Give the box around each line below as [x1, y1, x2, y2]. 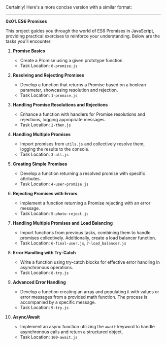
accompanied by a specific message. [20, 299, 96, 305]
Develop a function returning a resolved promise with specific [20, 171, 146, 176]
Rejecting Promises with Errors [12, 191, 78, 196]
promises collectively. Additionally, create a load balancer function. [20, 235, 157, 241]
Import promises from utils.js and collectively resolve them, [20, 141, 145, 147]
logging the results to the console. [20, 146, 90, 152]
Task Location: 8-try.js [20, 270, 69, 276]
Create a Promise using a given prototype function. [20, 58, 124, 63]
